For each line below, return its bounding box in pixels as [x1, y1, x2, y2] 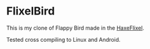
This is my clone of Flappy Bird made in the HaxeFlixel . [6, 24, 144, 31]
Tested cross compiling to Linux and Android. [6, 36, 121, 43]
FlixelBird [6, 4, 55, 18]
